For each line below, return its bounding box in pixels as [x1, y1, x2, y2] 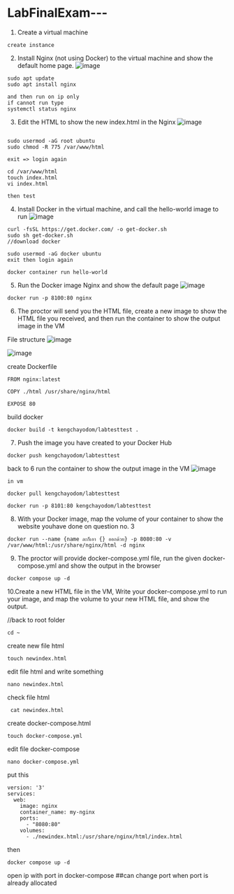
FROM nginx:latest [7, 376, 61, 383]
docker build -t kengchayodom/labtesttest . [7, 426, 139, 433]
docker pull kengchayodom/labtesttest [7, 490, 120, 497]
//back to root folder [7, 615, 65, 624]
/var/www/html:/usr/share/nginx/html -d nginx [7, 541, 145, 549]
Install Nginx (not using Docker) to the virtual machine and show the [17, 54, 213, 62]
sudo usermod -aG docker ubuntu [7, 250, 101, 257]
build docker [7, 412, 43, 421]
